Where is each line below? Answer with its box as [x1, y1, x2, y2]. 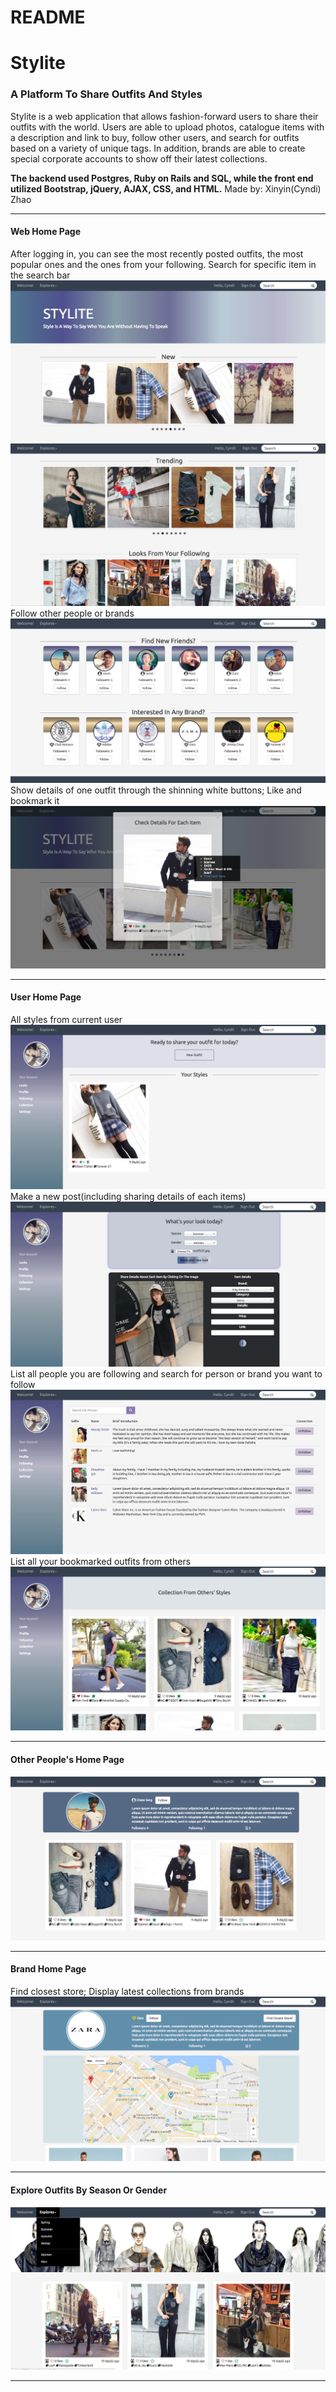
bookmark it [10, 795, 60, 807]
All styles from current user [10, 1014, 123, 1026]
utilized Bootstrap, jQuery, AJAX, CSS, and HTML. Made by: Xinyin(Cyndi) [10, 182, 322, 195]
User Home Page [10, 991, 82, 1003]
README [10, 6, 86, 29]
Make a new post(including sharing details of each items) [10, 1190, 247, 1202]
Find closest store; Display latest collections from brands [10, 1986, 245, 1998]
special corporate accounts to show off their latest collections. [10, 152, 268, 165]
